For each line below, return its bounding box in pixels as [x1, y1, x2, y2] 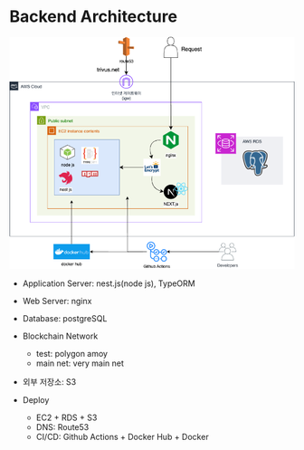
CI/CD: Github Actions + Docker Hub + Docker [35, 431, 210, 442]
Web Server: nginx [22, 295, 92, 306]
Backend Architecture [9, 6, 178, 27]
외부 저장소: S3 [22, 376, 77, 387]
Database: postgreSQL [22, 312, 108, 323]
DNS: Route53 [35, 421, 90, 432]
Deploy [22, 394, 50, 405]
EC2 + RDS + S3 [35, 412, 98, 423]
